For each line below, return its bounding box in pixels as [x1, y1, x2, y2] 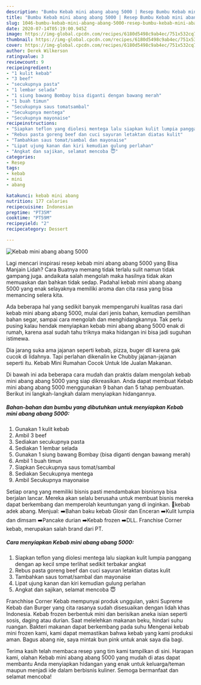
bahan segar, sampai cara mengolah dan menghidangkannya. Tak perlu [6, 316, 182, 323]
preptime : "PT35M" [6, 210, 52, 216]
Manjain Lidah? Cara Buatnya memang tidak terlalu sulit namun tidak [6, 265, 175, 273]
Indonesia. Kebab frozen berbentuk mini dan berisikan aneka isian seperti [6, 610, 187, 617]
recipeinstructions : [6, 121, 58, 127]
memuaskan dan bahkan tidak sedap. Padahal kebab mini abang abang [6, 279, 182, 286]
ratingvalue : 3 [6, 53, 44, 59]
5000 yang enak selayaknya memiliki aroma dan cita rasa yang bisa [6, 285, 173, 292]
